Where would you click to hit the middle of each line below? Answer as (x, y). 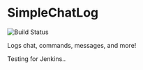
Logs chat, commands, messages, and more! (72, 45)
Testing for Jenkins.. (37, 59)
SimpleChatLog (53, 13)
